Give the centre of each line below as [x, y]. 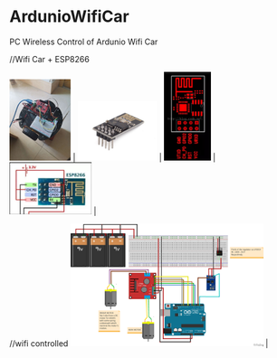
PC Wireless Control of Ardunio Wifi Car [84, 42]
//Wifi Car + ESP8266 [50, 59]
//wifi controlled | [139, 344]
